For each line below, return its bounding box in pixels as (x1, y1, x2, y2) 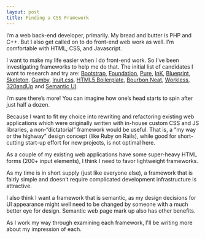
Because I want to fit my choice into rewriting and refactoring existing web (6, 113, 195, 120)
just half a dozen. (6, 101, 50, 108)
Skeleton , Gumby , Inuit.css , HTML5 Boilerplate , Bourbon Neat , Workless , (6, 76, 190, 83)
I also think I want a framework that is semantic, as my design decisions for (6, 194, 196, 201)
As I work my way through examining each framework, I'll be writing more (6, 219, 193, 226)
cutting (6, 138, 25, 146)
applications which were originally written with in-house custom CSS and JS (6, 119, 199, 126)
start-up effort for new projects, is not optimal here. (25, 138, 155, 146)
